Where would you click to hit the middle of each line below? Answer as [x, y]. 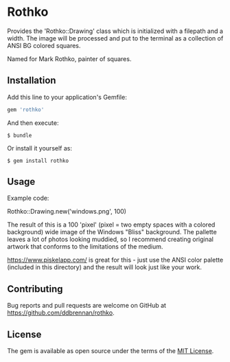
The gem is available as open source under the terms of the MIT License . [111, 351]
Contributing [35, 289]
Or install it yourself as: [39, 148]
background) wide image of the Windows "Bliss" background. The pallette [112, 232]
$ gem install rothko [38, 161]
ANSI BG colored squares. [44, 45]
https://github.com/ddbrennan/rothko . [61, 313]
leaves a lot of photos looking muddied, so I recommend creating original [111, 239]
